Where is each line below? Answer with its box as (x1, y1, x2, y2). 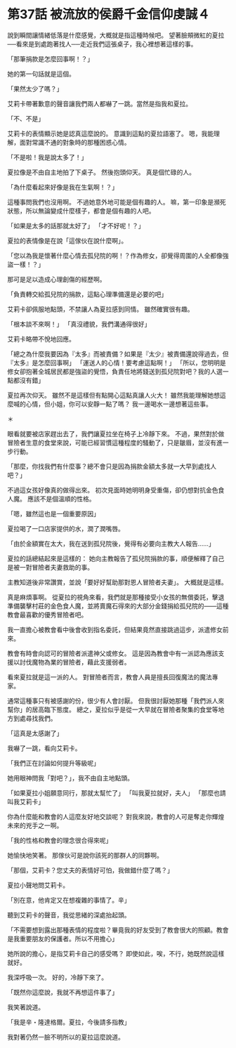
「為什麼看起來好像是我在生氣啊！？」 (7, 183, 118, 191)
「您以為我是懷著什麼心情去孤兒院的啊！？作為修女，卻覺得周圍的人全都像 (7, 251, 223, 260)
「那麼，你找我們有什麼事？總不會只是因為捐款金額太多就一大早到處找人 (7, 461, 216, 471)
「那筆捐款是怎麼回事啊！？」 (7, 54, 93, 63)
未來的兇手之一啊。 (7, 821, 63, 830)
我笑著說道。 (7, 1002, 44, 1011)
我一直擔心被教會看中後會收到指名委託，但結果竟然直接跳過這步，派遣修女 (7, 625, 223, 634)
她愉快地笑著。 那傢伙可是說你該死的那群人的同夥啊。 (7, 851, 163, 859)
